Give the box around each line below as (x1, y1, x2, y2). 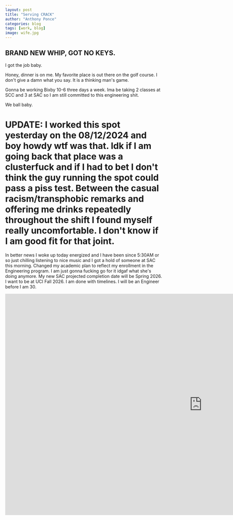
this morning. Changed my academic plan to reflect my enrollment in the (5, 262, 153, 268)
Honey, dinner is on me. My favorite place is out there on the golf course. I (5, 72, 158, 78)
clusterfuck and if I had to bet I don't (5, 161, 158, 172)
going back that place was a (5, 151, 123, 162)
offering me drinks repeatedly (5, 204, 131, 215)
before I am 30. (5, 283, 36, 289)
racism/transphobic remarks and (5, 193, 144, 204)
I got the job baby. (5, 62, 42, 68)
